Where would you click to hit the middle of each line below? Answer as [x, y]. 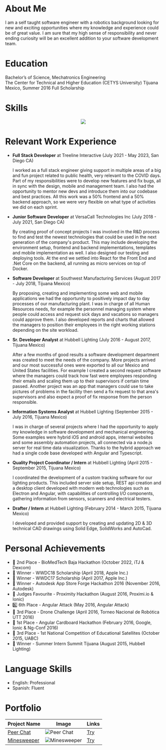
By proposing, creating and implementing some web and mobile [78, 293]
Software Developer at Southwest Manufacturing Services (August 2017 [86, 278]
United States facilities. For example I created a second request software [86, 370]
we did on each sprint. [35, 207]
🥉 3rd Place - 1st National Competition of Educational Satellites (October [86, 633]
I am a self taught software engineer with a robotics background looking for [82, 22]
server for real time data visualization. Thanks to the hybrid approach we [86, 448]
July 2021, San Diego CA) [38, 222]
